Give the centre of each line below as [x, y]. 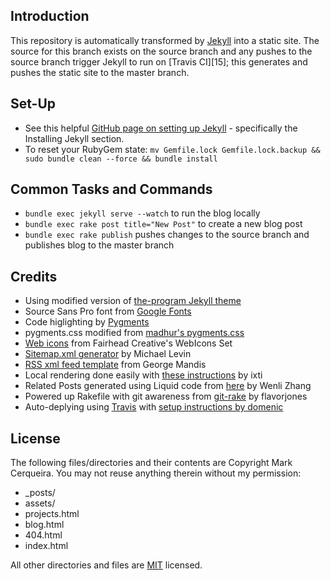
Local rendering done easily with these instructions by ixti [143, 375]
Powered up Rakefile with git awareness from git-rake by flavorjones [166, 396]
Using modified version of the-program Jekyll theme [133, 301]
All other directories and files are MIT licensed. [106, 565]
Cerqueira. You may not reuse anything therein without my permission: [156, 473]
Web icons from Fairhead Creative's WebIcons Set [128, 343]
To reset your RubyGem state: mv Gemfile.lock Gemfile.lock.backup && [172, 149]
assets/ [40, 503]
